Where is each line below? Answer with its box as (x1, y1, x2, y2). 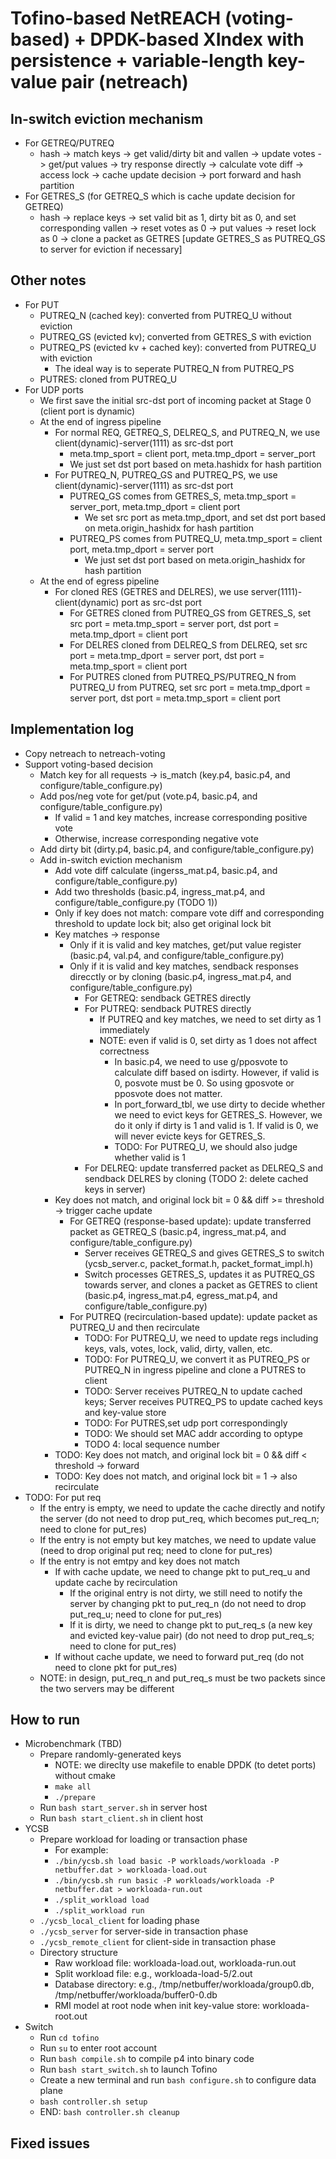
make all (54, 1782, 92, 1792)
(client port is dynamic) (39, 405, 136, 417)
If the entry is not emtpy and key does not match (39, 1555, 240, 1567)
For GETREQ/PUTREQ (24, 137, 115, 149)
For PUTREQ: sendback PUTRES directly (84, 1002, 252, 1014)
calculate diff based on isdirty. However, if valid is (114, 1066, 320, 1078)
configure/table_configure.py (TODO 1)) (54, 896, 218, 908)
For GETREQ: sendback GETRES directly (84, 992, 252, 1004)
